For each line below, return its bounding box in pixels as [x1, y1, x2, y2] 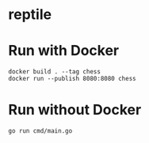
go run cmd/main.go [8, 127, 73, 135]
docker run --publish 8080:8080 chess [8, 75, 136, 83]
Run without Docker [8, 101, 142, 119]
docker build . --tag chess [8, 68, 101, 76]
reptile [8, 6, 52, 24]
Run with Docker [8, 42, 120, 60]
